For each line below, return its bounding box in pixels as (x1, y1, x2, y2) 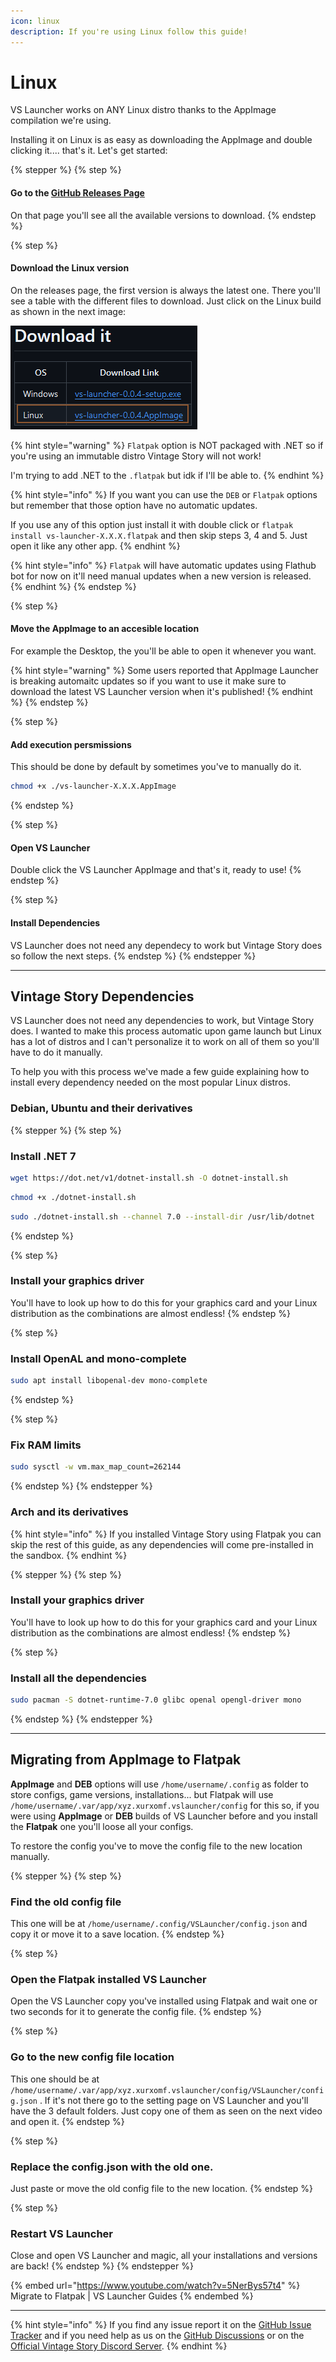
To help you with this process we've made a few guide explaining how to (10, 1066, 310, 1078)
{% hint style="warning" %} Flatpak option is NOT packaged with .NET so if (10, 439, 324, 451)
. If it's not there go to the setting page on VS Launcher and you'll (39, 2094, 309, 2106)
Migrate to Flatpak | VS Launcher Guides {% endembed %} (10, 2290, 254, 2302)
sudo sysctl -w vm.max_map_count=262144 (10, 1462, 182, 1472)
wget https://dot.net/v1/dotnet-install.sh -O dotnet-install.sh (10, 1173, 288, 1183)
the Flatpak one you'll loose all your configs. (10, 1820, 194, 1832)
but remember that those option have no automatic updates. (10, 499, 258, 511)
